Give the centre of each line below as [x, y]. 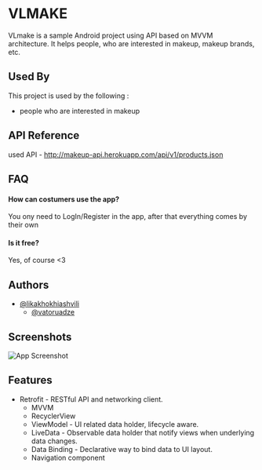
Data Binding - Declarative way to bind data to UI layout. [122, 449]
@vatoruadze [53, 312]
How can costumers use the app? [64, 199]
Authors [29, 284]
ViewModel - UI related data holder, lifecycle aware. [115, 424]
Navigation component [68, 457]
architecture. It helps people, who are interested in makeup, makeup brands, [131, 43]
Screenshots [40, 337]
